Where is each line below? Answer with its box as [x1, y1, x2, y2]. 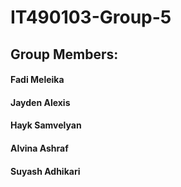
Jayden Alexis [10, 96, 71, 108]
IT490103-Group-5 [10, 6, 172, 29]
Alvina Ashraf [10, 142, 69, 154]
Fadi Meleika [10, 74, 65, 86]
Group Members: [10, 46, 119, 63]
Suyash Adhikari [10, 165, 81, 177]
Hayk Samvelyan [10, 119, 82, 131]
